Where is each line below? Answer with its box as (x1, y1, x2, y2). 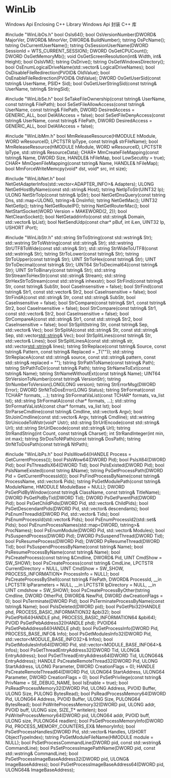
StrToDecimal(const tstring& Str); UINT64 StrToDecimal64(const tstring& (5, 261, 158, 267)
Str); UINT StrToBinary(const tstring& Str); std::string (5, 267, 116, 273)
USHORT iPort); (5, 224, 38, 230)
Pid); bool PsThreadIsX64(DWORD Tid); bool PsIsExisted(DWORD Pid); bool (5, 462, 165, 468)
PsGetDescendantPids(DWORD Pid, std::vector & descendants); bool (5, 506, 149, 512)
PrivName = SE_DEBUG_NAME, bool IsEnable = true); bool (5, 680, 129, 686)
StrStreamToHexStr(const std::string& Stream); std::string (5, 272, 126, 279)
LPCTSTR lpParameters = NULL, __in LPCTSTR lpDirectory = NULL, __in (5, 581, 157, 587)
